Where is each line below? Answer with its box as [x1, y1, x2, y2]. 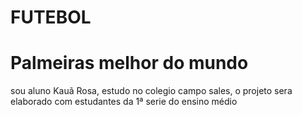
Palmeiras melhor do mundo [10, 52, 249, 75]
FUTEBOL [10, 6, 92, 29]
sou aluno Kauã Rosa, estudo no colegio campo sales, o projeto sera [10, 85, 293, 97]
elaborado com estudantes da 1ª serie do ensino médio [10, 96, 238, 108]
